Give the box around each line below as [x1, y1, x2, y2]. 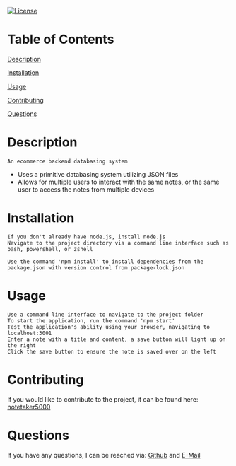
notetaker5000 [7, 402, 51, 411]
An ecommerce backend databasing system [7, 158, 129, 165]
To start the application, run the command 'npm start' [7, 317, 175, 325]
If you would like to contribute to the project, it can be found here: [7, 395, 199, 403]
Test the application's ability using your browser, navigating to [7, 323, 211, 330]
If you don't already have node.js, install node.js [7, 233, 166, 240]
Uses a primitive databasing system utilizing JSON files [17, 170, 179, 178]
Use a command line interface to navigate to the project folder [7, 311, 203, 318]
